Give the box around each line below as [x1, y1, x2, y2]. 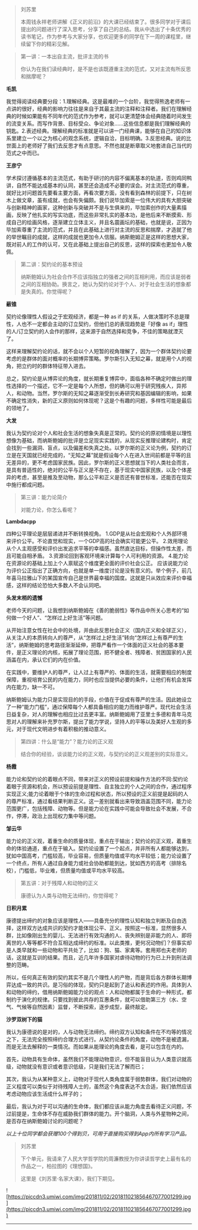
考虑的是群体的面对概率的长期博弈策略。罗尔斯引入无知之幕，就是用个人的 [6, 355, 187, 362]
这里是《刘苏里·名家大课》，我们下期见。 [20, 1175, 118, 1182]
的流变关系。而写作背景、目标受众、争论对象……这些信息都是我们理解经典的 [6, 120, 191, 127]
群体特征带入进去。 [42, 363, 89, 369]
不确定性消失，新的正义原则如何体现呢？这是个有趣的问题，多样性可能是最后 [6, 397, 192, 404]
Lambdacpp [6, 518, 37, 525]
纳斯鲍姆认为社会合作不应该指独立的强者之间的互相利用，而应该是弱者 [20, 274, 192, 280]
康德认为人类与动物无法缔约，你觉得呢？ [20, 892, 119, 899]
